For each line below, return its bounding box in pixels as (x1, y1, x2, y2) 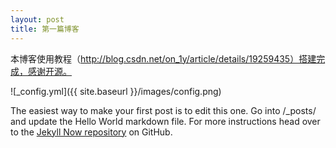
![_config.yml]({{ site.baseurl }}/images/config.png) (10, 85, 222, 97)
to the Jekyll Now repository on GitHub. (10, 126, 173, 138)
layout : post (10, 14, 65, 25)
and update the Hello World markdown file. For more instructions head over (10, 115, 321, 127)
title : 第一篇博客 (10, 24, 80, 34)
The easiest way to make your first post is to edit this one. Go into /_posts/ (10, 104, 317, 116)
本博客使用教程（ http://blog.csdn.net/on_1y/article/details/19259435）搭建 (10, 52, 317, 65)
